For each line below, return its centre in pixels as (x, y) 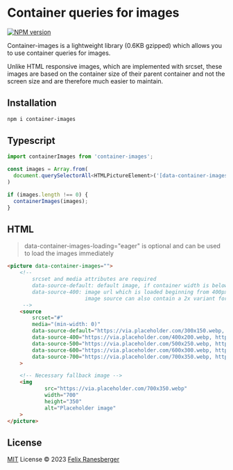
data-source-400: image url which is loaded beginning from (121, 292)
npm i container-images (42, 119)
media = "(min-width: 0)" (66, 325)
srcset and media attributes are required (94, 279)
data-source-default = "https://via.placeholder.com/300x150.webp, (129, 331)
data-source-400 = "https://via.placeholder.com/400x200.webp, (122, 337)
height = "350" (63, 401)
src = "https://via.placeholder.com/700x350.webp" (116, 389)
